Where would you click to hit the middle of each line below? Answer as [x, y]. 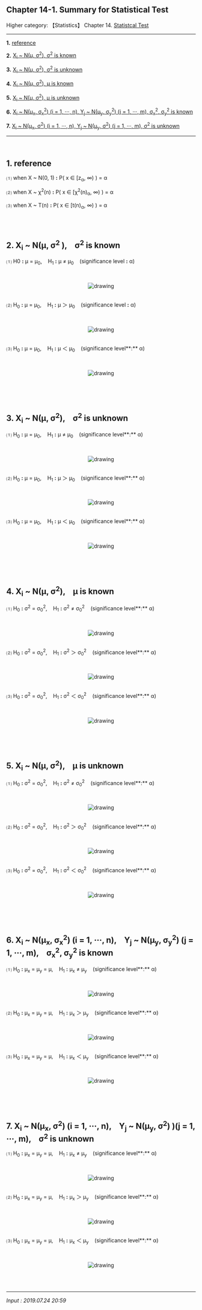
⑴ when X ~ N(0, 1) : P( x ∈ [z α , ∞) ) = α [57, 179]
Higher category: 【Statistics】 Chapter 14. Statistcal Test [78, 25]
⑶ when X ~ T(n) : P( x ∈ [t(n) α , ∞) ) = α [57, 206]
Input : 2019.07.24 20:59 [36, 1300]
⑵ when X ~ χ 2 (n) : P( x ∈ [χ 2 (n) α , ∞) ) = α [60, 192]
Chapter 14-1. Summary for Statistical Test [87, 10]
